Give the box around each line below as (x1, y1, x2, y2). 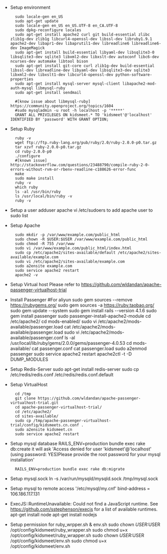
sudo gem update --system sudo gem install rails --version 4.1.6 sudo (10, 308, 157, 313)
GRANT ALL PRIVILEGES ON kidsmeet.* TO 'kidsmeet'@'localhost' (15, 112, 152, 117)
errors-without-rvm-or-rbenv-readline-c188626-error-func (10, 167, 136, 172)
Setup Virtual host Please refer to (10, 282, 80, 287)
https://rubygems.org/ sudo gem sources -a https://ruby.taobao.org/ (10, 302, 155, 308)
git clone (15, 396, 36, 401)
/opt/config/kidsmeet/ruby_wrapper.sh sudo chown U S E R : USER (10, 533, 145, 538)
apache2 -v (15, 272, 38, 278)
